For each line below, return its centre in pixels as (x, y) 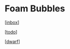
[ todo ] (11, 32)
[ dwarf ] (12, 41)
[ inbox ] (12, 22)
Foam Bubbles (35, 9)
